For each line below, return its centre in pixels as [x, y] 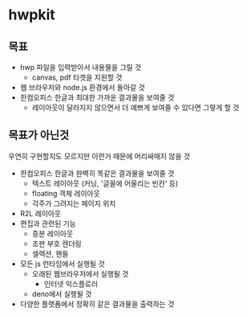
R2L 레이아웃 [40, 213]
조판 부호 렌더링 [57, 244]
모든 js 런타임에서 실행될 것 [63, 264]
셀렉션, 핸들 [50, 253]
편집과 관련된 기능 [48, 224]
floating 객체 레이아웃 [66, 193]
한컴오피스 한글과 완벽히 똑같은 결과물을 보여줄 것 [97, 173]
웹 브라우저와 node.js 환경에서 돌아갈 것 [83, 87]
